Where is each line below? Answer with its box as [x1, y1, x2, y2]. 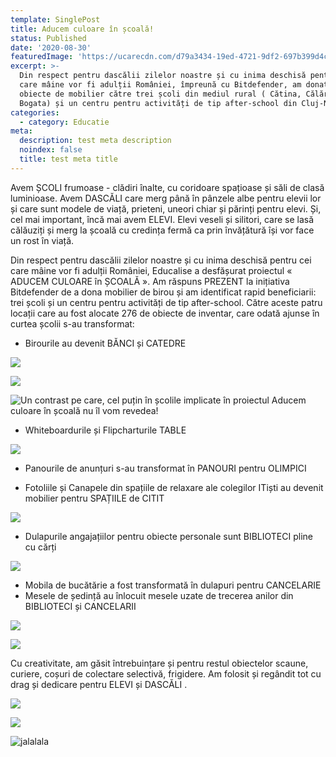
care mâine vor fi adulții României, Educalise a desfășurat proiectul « [10, 264, 293, 276]
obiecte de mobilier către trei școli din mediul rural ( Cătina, [19, 89, 302, 99]
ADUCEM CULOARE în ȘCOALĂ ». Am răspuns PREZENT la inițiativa [10, 275, 290, 287]
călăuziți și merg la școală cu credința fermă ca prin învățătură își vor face [10, 224, 315, 236]
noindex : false [19, 145, 83, 155]
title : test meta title [19, 154, 118, 164]
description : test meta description [19, 136, 172, 146]
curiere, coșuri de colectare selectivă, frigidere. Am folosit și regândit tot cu [10, 667, 322, 680]
